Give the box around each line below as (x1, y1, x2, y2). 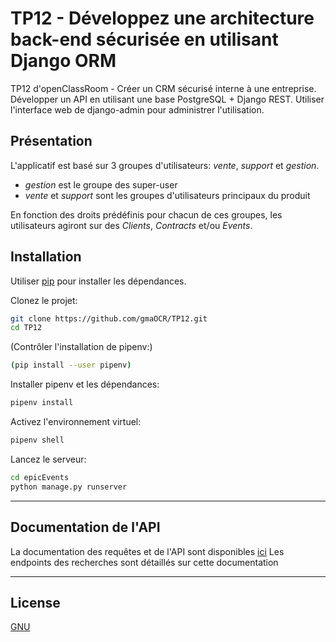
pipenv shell (10, 435, 65, 446)
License (10, 594, 61, 611)
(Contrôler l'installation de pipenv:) (10, 341, 153, 353)
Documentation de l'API (10, 519, 161, 536)
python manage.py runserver (10, 482, 128, 492)
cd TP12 (10, 323, 43, 333)
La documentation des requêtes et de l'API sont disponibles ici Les (10, 545, 285, 557)
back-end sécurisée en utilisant (10, 28, 279, 51)
